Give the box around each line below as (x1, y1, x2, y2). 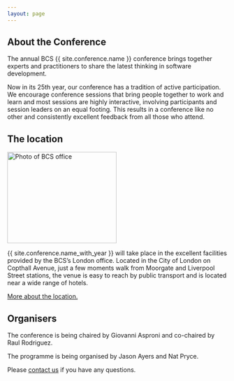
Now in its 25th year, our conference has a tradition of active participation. (7, 83, 221, 92)
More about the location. (7, 292, 78, 301)
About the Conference (7, 36, 107, 48)
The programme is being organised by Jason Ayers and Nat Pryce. (7, 352, 199, 361)
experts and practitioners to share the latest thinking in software (7, 62, 192, 71)
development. (7, 69, 47, 78)
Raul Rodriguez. (7, 338, 53, 347)
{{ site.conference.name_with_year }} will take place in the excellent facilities (7, 249, 227, 257)
